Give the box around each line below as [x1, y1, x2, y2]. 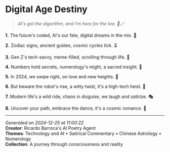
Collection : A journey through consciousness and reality [5, 141, 123, 147]
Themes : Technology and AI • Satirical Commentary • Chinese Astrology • [5, 130, 162, 136]
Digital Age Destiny [5, 4, 88, 15]
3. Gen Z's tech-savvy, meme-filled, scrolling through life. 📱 [5, 54, 130, 60]
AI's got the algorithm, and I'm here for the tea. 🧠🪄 [17, 20, 125, 26]
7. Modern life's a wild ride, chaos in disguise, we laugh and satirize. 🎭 [5, 93, 153, 99]
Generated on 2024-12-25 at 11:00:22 [5, 120, 84, 126]
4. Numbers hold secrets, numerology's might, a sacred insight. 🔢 [5, 64, 143, 70]
